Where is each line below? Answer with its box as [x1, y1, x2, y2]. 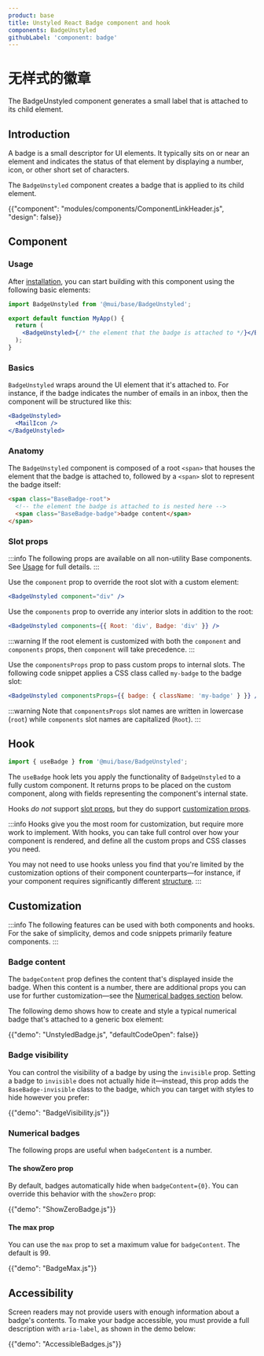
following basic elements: [8, 285, 91, 294]
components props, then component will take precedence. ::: [8, 645, 195, 654]
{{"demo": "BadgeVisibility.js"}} [8, 1107, 110, 1118]
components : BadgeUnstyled [8, 26, 97, 34]
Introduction [8, 127, 71, 141]
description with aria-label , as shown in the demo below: [8, 1324, 196, 1334]
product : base [8, 11, 55, 20]
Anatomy [8, 445, 45, 456]
